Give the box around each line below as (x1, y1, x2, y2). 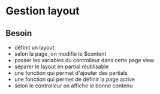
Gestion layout (5, 4, 80, 18)
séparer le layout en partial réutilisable (14, 63, 109, 70)
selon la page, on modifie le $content (14, 50, 107, 57)
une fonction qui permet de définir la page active (14, 76, 135, 83)
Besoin (5, 28, 32, 38)
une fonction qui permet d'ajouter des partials (14, 69, 128, 76)
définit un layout (14, 44, 55, 51)
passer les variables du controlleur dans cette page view (14, 57, 155, 63)
